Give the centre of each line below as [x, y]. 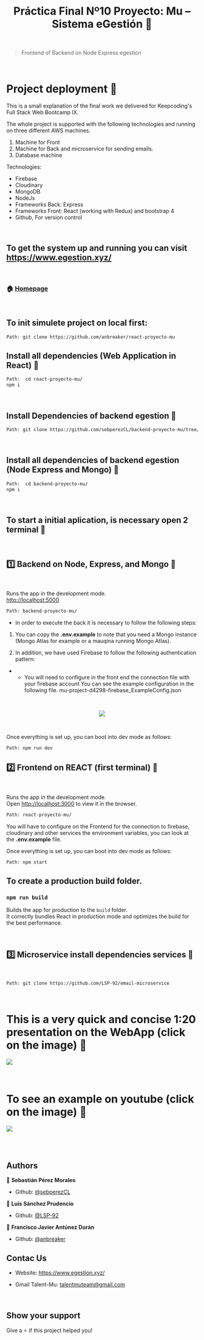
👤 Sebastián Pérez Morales [41, 1180]
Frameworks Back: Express [49, 204]
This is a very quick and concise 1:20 [101, 1019]
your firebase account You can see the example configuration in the [109, 684]
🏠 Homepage [27, 288]
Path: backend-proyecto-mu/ [42, 611]
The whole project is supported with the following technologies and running [101, 124]
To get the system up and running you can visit [97, 248]
